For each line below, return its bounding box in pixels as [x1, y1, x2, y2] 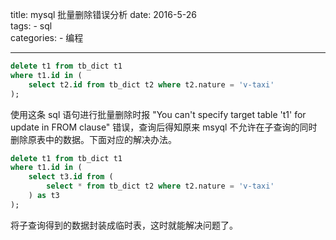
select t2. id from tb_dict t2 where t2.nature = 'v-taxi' [28, 79, 275, 90]
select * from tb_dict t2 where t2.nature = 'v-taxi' [46, 181, 275, 192]
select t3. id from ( [28, 172, 114, 182]
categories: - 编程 [10, 32, 84, 43]
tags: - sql [10, 20, 53, 32]
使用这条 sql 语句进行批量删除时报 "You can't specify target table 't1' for [10, 108, 307, 120]
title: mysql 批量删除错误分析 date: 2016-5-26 [10, 9, 197, 20]
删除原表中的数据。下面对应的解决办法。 [10, 133, 177, 145]
